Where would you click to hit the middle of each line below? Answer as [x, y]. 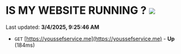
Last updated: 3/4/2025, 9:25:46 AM [52, 27]
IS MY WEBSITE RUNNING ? [76, 10]
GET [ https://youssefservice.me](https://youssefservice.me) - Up [94, 38]
